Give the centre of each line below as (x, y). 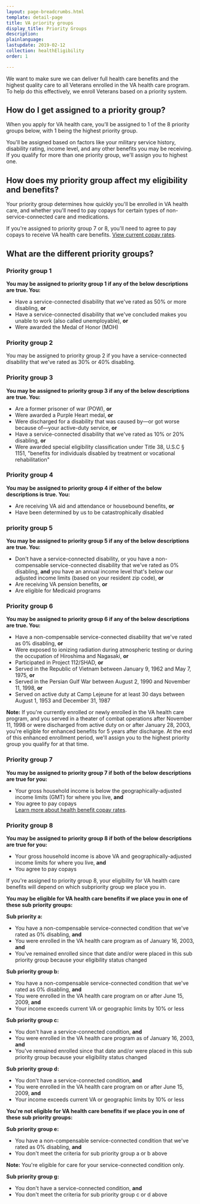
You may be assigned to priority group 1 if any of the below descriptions (97, 283)
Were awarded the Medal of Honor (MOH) (66, 327)
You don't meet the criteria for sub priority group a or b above (91, 1154)
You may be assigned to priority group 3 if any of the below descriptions (98, 390)
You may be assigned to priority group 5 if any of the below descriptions (98, 541)
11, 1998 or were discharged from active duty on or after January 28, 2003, (99, 725)
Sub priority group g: (33, 1176)
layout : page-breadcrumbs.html (45, 12)
